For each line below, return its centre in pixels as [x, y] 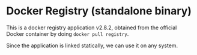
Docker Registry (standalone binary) [99, 11]
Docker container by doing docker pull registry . [68, 33]
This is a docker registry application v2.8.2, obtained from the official [92, 27]
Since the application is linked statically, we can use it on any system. [92, 45]
